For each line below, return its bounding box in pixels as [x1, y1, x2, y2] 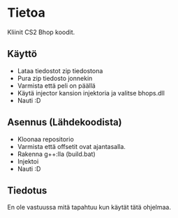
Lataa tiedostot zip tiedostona [17, 66, 103, 75]
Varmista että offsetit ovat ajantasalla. [17, 142, 126, 150]
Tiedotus [7, 185, 47, 196]
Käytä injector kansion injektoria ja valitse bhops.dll [17, 88, 165, 97]
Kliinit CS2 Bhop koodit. [7, 28, 75, 36]
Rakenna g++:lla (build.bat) [17, 150, 96, 158]
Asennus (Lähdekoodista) [7, 116, 122, 128]
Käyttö [7, 48, 37, 60]
